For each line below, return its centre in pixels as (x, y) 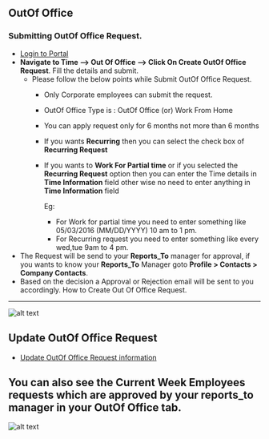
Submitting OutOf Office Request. (75, 36)
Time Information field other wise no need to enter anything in (147, 182)
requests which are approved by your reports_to (131, 395)
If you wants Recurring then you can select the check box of (144, 141)
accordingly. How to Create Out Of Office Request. (103, 290)
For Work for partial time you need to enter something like (151, 222)
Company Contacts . (54, 272)
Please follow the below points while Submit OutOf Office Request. (142, 79)
